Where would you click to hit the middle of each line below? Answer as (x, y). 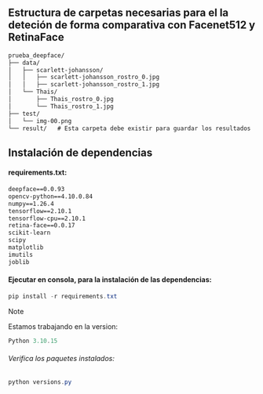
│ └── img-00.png (40, 121)
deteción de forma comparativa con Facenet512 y (132, 25)
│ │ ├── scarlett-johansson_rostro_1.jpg (84, 85)
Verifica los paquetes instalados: (62, 359)
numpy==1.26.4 (31, 204)
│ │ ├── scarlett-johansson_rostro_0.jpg (84, 78)
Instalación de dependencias (80, 152)
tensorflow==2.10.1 (40, 211)
